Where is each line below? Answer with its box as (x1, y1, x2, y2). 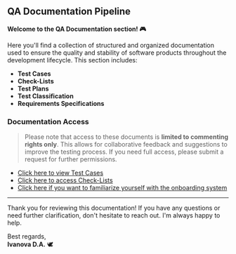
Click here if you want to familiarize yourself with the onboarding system (17, 184, 228, 192)
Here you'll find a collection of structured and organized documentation (7, 41, 215, 49)
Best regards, (7, 232, 46, 241)
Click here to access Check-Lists (17, 176, 114, 185)
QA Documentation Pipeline (7, 6, 131, 18)
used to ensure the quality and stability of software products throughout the (7, 48, 227, 57)
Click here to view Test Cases (17, 168, 104, 178)
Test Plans (17, 84, 49, 93)
